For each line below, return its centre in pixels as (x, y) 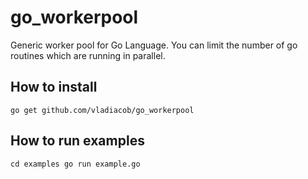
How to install (54, 87)
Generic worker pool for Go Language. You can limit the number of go (154, 45)
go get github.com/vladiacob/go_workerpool (102, 110)
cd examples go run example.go (75, 164)
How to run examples (77, 141)
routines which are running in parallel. (88, 55)
